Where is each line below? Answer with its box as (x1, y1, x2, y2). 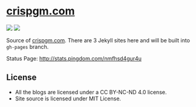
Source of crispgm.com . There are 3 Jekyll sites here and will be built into (6, 36, 191, 44)
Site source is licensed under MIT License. (15, 95, 122, 102)
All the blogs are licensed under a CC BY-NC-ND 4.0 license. (15, 88, 167, 96)
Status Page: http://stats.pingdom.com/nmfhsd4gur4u (6, 54, 142, 62)
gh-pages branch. (6, 43, 49, 50)
